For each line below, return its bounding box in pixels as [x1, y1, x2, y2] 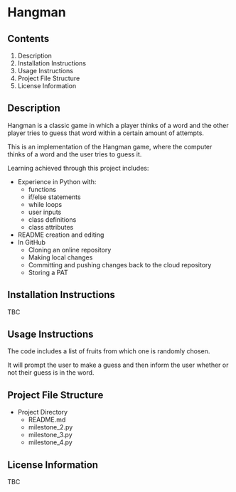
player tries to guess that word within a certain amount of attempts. [7, 129, 205, 137]
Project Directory [17, 408, 68, 417]
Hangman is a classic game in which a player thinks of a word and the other [7, 121, 229, 129]
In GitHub [17, 237, 46, 246]
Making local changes [28, 253, 93, 262]
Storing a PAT [28, 268, 69, 277]
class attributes [28, 223, 74, 231]
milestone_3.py [28, 431, 73, 439]
